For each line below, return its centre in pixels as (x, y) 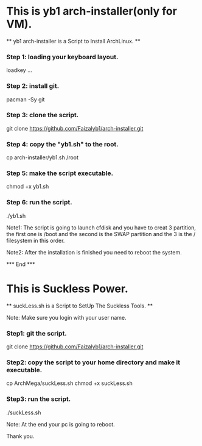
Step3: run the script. (39, 399)
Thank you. (20, 436)
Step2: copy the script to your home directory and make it (93, 362)
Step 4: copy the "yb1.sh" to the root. (62, 144)
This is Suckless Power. (68, 289)
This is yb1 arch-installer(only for (92, 11)
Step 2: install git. (33, 86)
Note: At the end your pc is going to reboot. (61, 424)
